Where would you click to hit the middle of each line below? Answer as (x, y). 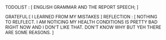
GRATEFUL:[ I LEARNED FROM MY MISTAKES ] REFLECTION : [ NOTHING (81, 17)
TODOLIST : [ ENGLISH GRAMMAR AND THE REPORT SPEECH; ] (72, 7)
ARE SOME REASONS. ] (29, 32)
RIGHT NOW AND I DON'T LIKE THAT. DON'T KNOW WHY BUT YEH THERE (83, 27)
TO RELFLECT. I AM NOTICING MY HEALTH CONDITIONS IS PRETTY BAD (81, 22)
